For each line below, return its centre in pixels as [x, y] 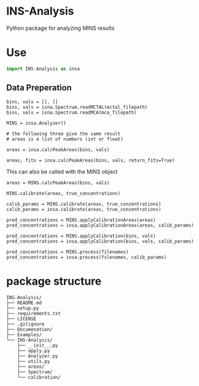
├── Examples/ [24, 335]
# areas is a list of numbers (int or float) [65, 139]
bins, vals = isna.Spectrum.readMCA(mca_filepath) [72, 112]
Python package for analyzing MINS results [61, 28]
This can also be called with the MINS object [62, 171]
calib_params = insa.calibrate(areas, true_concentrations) [84, 209]
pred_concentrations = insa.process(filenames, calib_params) [86, 257]
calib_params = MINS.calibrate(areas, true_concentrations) [84, 204]
